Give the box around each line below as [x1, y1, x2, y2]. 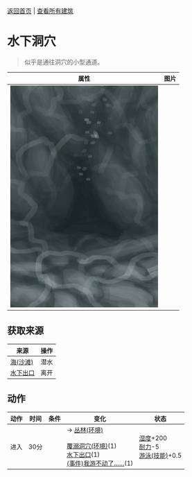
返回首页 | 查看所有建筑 [7, 7, 74, 15]
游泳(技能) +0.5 [139, 451, 182, 460]
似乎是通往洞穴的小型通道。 [24, 58, 104, 66]
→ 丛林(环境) [67, 426, 104, 434]
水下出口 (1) [67, 451, 101, 459]
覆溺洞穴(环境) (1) [67, 442, 117, 450]
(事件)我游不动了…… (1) [67, 459, 134, 467]
